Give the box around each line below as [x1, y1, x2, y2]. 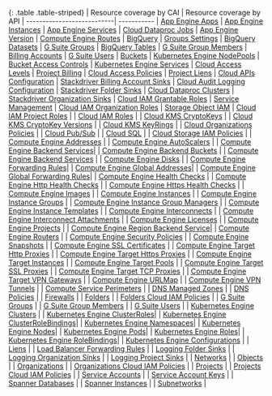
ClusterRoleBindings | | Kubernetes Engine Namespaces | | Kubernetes [8, 318, 241, 328]
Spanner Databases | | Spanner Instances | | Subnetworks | [8, 378, 206, 388]
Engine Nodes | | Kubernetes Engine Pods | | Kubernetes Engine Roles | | [8, 327, 245, 336]
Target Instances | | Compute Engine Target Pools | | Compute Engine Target [8, 258, 264, 267]
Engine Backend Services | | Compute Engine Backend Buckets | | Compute [8, 146, 259, 155]
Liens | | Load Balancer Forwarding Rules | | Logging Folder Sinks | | [8, 344, 235, 353]
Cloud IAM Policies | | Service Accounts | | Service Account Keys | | [8, 370, 234, 379]
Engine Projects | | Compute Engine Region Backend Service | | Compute [8, 223, 249, 233]
